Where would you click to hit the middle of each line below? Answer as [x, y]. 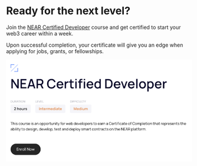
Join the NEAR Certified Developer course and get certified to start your [93, 27]
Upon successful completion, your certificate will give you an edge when [95, 45]
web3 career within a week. [40, 33]
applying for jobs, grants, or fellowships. [55, 51]
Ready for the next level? [68, 11]
